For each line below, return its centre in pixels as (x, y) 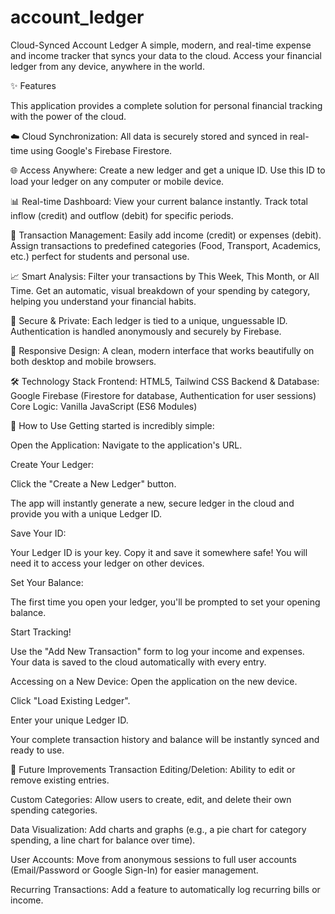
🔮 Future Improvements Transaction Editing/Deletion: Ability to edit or (153, 769)
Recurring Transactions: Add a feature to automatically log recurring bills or (165, 889)
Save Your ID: (38, 533)
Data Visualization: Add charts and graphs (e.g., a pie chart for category (158, 829)
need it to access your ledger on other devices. (107, 563)
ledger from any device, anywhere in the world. (107, 66)
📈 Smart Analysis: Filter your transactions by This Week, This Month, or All (165, 276)
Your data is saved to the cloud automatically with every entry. (138, 662)
